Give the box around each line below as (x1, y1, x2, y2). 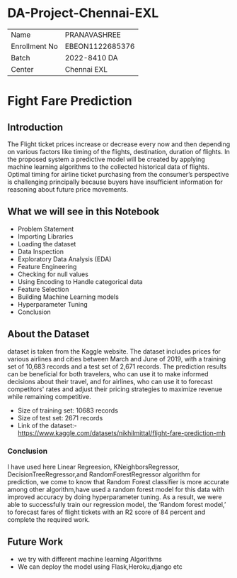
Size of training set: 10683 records (17, 406, 119, 415)
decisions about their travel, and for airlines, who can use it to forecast (7, 377, 214, 386)
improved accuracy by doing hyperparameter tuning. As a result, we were (7, 492, 222, 501)
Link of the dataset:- (17, 421, 78, 430)
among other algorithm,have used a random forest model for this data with (7, 485, 224, 494)
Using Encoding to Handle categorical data (17, 277, 143, 285)
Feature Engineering (17, 262, 77, 271)
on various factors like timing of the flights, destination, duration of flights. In (7, 147, 230, 156)
